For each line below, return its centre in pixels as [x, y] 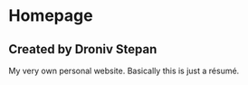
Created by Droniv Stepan [83, 49]
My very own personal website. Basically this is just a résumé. [124, 71]
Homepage [51, 16]
